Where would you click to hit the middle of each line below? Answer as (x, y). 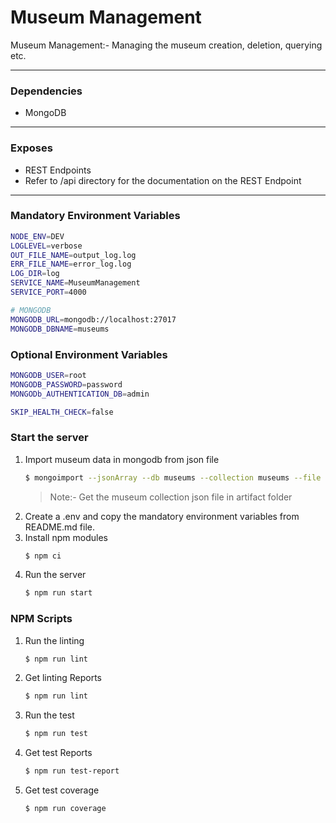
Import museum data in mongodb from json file (122, 459)
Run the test (49, 715)
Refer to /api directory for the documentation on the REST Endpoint (163, 180)
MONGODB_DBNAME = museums (60, 329)
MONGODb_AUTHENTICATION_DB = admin (80, 394)
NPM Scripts (41, 619)
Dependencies (46, 91)
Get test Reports (58, 753)
